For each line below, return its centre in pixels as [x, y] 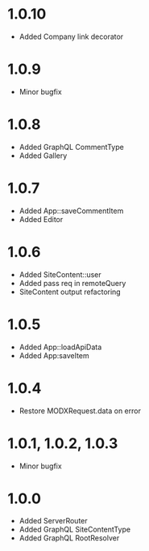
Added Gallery [43, 156]
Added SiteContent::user [60, 274]
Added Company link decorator [71, 36]
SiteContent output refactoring [70, 292]
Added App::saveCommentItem [71, 211]
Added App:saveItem [54, 355]
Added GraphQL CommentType [71, 147]
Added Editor [41, 219]
